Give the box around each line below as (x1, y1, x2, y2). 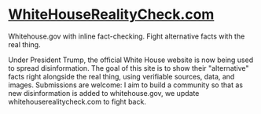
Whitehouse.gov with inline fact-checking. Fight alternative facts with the (8, 31, 245, 41)
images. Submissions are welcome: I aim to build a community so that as (8, 80, 244, 90)
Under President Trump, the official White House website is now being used (8, 55, 254, 64)
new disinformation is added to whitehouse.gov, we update (8, 88, 200, 97)
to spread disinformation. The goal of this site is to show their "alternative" (8, 63, 249, 72)
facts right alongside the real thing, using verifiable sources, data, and (8, 72, 235, 81)
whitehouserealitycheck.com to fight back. (8, 97, 147, 106)
